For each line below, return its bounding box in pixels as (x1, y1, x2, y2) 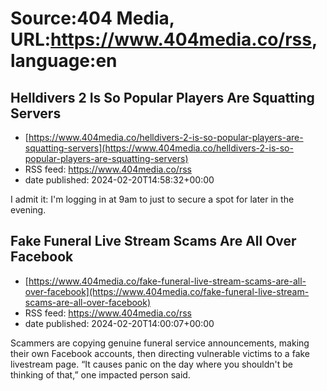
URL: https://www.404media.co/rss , (10, 28, 318, 51)
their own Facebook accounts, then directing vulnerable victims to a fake (10, 347, 311, 359)
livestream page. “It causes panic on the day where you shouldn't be (10, 358, 294, 370)
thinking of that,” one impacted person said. (10, 368, 191, 381)
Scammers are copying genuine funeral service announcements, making (10, 337, 310, 349)
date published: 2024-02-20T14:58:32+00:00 (24, 174, 215, 186)
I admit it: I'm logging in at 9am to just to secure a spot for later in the (10, 193, 295, 205)
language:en (10, 50, 118, 72)
